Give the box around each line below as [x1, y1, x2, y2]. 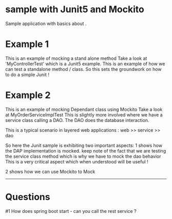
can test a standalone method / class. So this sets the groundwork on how [5, 66, 162, 72]
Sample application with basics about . [5, 20, 87, 27]
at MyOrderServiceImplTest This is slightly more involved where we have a [5, 111, 163, 118]
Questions [5, 191, 50, 203]
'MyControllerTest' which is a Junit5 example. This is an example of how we [5, 60, 165, 67]
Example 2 [5, 89, 51, 101]
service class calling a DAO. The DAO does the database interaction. [5, 117, 149, 123]
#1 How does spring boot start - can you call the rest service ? [5, 208, 137, 214]
